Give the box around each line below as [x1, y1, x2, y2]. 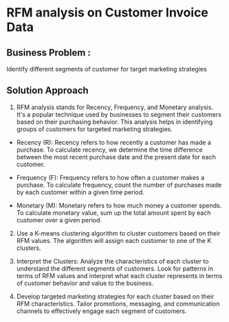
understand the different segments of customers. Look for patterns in [16, 264, 214, 273]
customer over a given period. [16, 216, 102, 224]
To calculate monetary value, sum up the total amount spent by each [16, 208, 211, 217]
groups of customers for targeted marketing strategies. [16, 125, 173, 133]
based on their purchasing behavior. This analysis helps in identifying [16, 117, 213, 126]
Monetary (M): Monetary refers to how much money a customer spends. [16, 201, 222, 209]
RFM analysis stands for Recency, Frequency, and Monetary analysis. [16, 103, 214, 111]
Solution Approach [6, 84, 89, 97]
